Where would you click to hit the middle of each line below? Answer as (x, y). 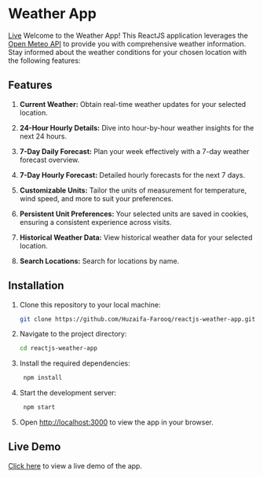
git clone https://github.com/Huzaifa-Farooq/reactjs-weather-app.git (137, 319)
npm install (43, 378)
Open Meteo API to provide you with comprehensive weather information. (127, 43)
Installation (36, 286)
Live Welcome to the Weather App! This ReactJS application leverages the (128, 35)
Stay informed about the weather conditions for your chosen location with (128, 52)
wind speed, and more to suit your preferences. (97, 198)
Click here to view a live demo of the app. (75, 465)
